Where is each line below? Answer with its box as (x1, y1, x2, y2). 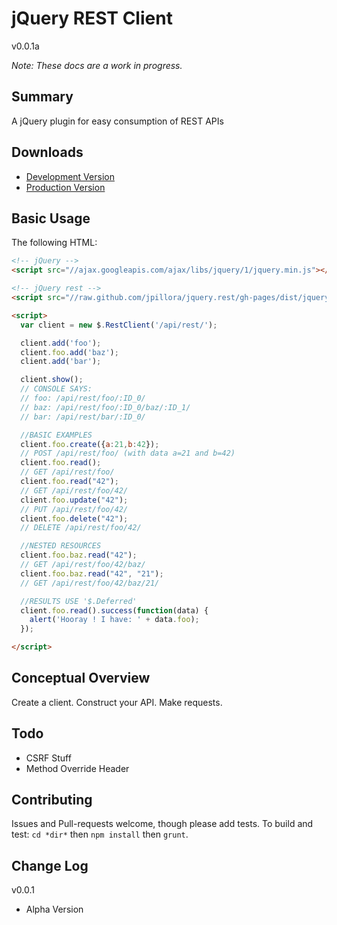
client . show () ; (20, 375, 84, 385)
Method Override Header (25, 762, 130, 774)
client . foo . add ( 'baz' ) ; (20, 347, 119, 357)
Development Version (25, 170, 115, 182)
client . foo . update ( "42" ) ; (20, 495, 129, 505)
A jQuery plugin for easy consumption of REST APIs (11, 115, 224, 127)
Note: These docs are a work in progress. (11, 59, 183, 71)
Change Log (11, 857, 89, 874)
